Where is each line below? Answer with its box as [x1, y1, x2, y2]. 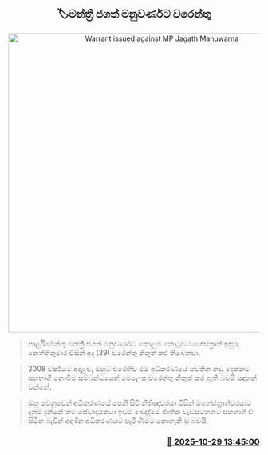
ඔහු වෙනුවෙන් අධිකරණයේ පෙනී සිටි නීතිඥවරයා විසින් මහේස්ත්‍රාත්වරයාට [27, 398, 252, 407]
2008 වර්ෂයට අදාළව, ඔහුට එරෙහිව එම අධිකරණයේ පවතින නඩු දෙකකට [27, 363, 250, 374]
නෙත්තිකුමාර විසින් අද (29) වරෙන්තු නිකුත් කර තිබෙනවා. [27, 347, 201, 358]
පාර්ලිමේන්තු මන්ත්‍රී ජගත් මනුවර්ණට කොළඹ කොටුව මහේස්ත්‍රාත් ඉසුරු [27, 338, 240, 348]
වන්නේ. [27, 382, 52, 391]
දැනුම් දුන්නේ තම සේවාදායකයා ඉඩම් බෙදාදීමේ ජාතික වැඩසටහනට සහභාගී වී [27, 406, 254, 416]
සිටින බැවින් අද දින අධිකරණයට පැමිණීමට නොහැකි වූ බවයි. [27, 415, 209, 425]
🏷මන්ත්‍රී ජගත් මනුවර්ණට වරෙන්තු [57, 7, 211, 21]
